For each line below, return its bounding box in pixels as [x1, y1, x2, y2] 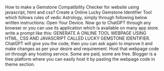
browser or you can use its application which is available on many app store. [5, 25, 159, 31]
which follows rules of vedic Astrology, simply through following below [5, 15, 148, 20]
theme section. [5, 61, 35, 67]
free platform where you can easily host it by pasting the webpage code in [5, 56, 155, 62]
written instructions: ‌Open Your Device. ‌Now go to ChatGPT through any [5, 20, 151, 25]
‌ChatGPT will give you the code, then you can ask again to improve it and [5, 41, 153, 46]
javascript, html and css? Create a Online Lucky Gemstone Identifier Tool [5, 9, 152, 15]
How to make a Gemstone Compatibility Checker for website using [5, 4, 140, 10]
